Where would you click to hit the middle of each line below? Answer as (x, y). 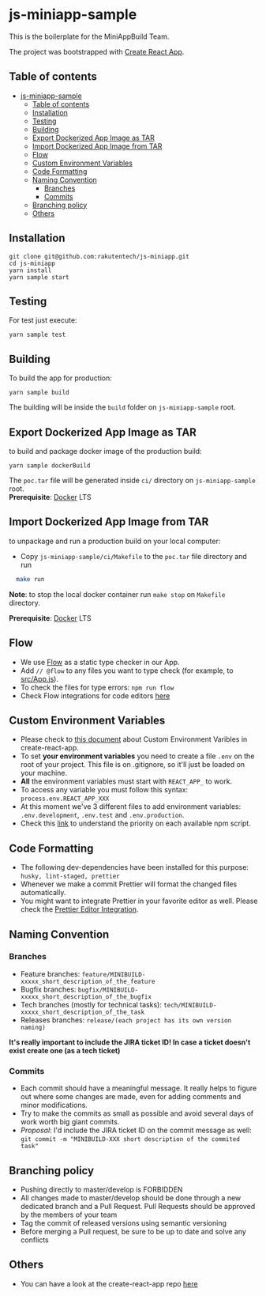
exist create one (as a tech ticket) (65, 1050)
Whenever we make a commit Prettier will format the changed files (129, 884)
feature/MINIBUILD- (114, 974)
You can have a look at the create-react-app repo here (109, 1283)
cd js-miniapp (32, 263)
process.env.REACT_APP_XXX (65, 799)
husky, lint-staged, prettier (70, 877)
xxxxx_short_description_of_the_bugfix (86, 997)
